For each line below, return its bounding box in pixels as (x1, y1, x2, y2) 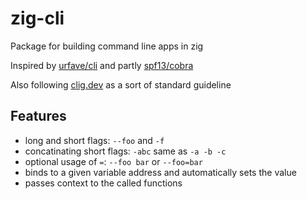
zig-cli (10, 7, 65, 30)
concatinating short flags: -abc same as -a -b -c (24, 145, 227, 157)
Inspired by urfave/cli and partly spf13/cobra (10, 59, 194, 71)
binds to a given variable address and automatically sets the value (24, 166, 297, 178)
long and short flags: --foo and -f (24, 134, 165, 146)
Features (10, 108, 67, 125)
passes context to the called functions (24, 177, 183, 189)
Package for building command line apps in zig (10, 40, 204, 52)
